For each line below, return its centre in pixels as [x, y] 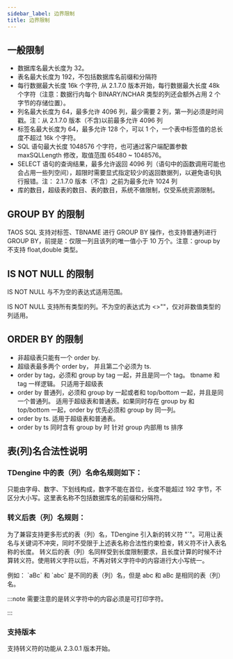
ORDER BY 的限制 [45, 340]
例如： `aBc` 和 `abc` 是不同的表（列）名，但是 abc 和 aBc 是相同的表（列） [116, 575]
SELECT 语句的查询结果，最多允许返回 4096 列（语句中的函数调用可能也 [121, 164]
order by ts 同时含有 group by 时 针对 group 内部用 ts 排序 [100, 427]
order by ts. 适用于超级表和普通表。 [68, 418]
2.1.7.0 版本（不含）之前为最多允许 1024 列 [116, 181]
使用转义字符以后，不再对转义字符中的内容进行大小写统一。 [123, 560]
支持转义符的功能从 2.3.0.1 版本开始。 [61, 649]
